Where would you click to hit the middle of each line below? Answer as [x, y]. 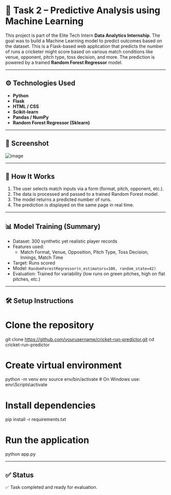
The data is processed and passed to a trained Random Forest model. [85, 194]
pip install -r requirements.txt [36, 420]
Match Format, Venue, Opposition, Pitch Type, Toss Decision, [84, 252]
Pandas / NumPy [31, 117]
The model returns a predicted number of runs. [62, 200]
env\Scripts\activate [26, 385]
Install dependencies [50, 405]
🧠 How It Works [30, 176]
